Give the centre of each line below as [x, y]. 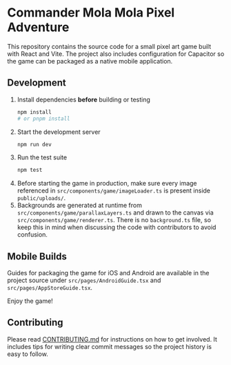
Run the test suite [42, 157]
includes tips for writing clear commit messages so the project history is [110, 346]
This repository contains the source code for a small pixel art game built [109, 46]
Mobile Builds [37, 256]
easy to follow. [28, 354]
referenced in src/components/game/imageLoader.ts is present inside [114, 190]
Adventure [38, 27]
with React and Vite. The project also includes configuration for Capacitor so [116, 54]
